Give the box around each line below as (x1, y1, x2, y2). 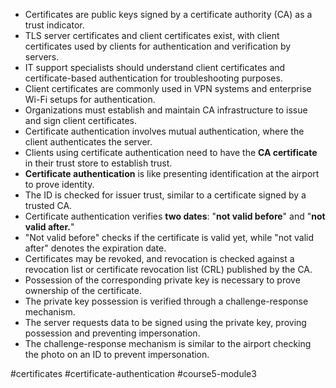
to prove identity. (24, 179, 95, 190)
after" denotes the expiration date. (24, 242, 167, 254)
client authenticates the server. (24, 136, 153, 148)
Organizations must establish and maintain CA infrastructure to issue (24, 104, 308, 116)
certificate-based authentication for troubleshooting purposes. (24, 72, 283, 84)
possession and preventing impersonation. (24, 327, 201, 339)
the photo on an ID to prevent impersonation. (24, 349, 210, 360)
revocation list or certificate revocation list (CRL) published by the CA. (24, 264, 313, 275)
